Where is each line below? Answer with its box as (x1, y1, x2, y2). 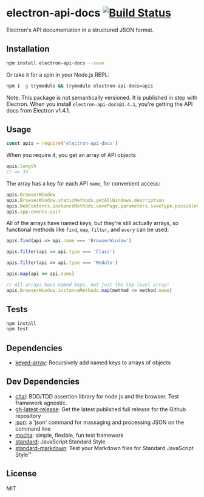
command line (15, 425, 51, 432)
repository (15, 412, 41, 419)
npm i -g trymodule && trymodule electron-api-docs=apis (6, 83, 154, 89)
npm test (6, 326, 29, 332)
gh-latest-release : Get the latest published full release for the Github (15, 405, 186, 413)
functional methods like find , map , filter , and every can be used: (6, 226, 169, 234)
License (6, 468, 37, 479)
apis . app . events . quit (6, 209, 61, 215)
